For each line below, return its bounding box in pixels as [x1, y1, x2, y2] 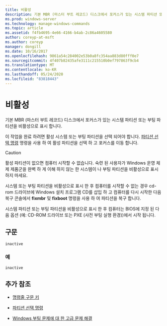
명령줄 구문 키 [12, 294, 39, 300]
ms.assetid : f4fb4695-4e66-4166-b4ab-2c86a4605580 [5, 30, 112, 35]
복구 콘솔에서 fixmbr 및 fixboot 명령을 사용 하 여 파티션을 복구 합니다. [5, 195, 142, 201]
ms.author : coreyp [5, 40, 43, 45]
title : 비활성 [5, 7, 31, 12]
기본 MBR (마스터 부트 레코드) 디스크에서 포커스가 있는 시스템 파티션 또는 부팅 [5, 117, 156, 123]
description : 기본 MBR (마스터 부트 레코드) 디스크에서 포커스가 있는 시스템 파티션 [5, 12, 158, 17]
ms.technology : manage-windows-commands [5, 21, 90, 26]
